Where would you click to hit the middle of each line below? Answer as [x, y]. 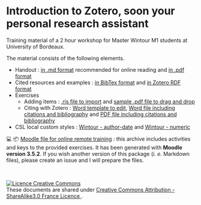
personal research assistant [77, 24]
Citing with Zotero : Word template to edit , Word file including [99, 108]
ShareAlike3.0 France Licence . [44, 196]
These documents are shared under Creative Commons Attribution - [91, 189]
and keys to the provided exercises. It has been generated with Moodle [94, 147]
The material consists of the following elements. [65, 58]
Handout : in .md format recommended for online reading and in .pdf [100, 69]
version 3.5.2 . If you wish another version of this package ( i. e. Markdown [98, 154]
